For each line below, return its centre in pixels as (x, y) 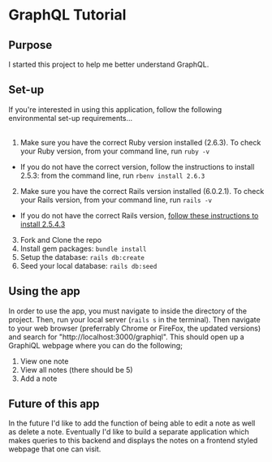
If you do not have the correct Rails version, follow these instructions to (139, 215)
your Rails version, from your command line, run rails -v (116, 200)
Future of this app (54, 404)
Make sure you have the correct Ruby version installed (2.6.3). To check (140, 142)
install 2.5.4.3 (43, 224)
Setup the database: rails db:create (82, 257)
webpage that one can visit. (55, 449)
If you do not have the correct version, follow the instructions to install (137, 166)
